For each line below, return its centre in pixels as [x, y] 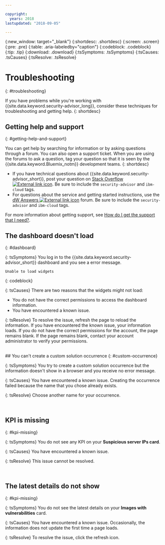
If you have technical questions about [50, 174]
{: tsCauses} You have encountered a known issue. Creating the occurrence [82, 380]
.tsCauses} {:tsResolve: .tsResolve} [41, 57]
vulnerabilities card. [26, 513]
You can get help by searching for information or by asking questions [75, 149]
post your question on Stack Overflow [85, 179]
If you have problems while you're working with [53, 101]
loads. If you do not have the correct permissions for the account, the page [82, 330]
